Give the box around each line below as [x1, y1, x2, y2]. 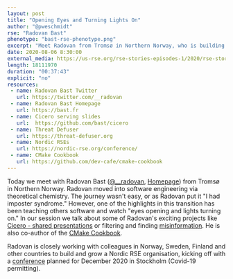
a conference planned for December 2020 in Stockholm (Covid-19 [7, 257, 196, 265]
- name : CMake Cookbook [10, 152, 79, 159]
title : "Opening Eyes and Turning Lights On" [7, 17, 141, 24]
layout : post [7, 10, 45, 17]
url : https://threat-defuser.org [16, 132, 113, 139]
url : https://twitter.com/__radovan [16, 94, 123, 101]
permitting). [7, 264, 41, 272]
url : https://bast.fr [16, 107, 79, 114]
